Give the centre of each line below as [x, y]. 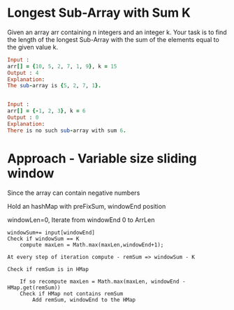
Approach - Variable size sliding [102, 158]
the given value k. [33, 47]
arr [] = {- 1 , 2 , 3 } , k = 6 [46, 111]
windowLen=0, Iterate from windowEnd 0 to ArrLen [81, 220]
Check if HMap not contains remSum [72, 294]
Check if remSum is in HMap [48, 269]
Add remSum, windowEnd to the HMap [84, 300]
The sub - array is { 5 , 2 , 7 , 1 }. [54, 86]
